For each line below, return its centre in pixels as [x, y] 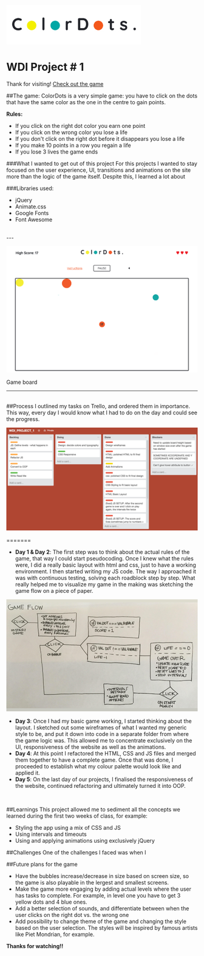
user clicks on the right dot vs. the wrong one [72, 915]
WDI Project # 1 [45, 67]
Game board [22, 382]
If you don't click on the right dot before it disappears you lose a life [100, 138]
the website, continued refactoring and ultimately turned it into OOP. [100, 786]
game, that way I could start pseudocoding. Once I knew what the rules [104, 559]
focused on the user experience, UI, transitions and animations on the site [99, 170]
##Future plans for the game [42, 865]
